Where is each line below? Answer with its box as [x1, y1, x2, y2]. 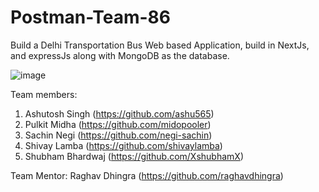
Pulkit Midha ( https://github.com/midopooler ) [24, 118, 212, 130]
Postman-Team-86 [10, 6, 171, 29]
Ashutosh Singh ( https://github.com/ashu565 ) [24, 107, 215, 120]
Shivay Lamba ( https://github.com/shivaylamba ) [24, 139, 223, 151]
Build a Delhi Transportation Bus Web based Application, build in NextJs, [10, 39, 310, 51]
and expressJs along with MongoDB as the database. [10, 49, 230, 61]
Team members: [10, 88, 78, 100]
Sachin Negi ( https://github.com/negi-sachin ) [24, 129, 213, 141]
